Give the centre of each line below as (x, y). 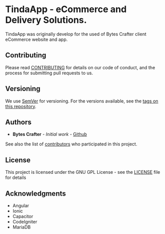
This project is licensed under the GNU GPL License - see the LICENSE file (83, 172)
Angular (21, 205)
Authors (18, 122)
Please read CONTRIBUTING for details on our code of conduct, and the (80, 67)
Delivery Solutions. (46, 20)
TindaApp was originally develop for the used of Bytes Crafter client (76, 34)
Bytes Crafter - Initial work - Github (50, 134)
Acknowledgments (36, 193)
